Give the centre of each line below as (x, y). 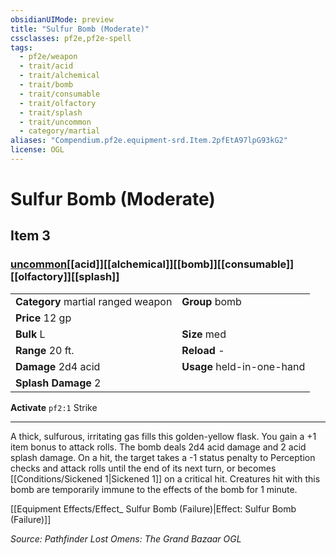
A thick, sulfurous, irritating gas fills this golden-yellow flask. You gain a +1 (163, 436)
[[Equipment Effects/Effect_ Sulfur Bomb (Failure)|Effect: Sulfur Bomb (153, 508)
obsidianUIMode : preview (62, 19)
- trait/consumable (60, 94)
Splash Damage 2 (58, 383)
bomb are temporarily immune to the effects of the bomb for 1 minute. (154, 489)
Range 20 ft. (45, 350)
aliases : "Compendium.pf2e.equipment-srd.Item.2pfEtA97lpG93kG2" (149, 141)
